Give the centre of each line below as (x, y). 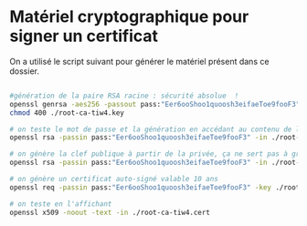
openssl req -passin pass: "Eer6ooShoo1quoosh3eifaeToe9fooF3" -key (141, 187)
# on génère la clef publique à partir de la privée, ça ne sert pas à (148, 154)
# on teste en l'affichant (61, 204)
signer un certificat (84, 36)
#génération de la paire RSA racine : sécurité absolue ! (124, 96)
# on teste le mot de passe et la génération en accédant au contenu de (151, 129)
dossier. (24, 71)
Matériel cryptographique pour (129, 17)
